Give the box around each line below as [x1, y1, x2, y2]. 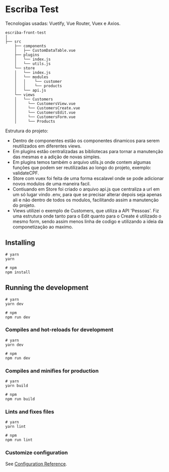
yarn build [5, 383, 28, 388]
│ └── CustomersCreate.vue [14, 105, 80, 111]
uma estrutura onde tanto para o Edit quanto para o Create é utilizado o [12, 213, 162, 219]
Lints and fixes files [5, 408, 55, 415]
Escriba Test [5, 4, 59, 15]
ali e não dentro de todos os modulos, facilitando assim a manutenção [12, 197, 159, 203]
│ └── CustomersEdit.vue [14, 110, 76, 115]
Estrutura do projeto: [5, 128, 49, 134]
